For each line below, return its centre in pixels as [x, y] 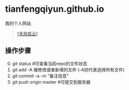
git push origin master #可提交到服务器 [51, 82]
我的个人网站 [18, 23]
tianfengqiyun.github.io [55, 9]
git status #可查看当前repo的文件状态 [50, 63]
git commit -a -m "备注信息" [40, 76]
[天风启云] [27, 33]
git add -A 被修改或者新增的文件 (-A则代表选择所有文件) [68, 69]
